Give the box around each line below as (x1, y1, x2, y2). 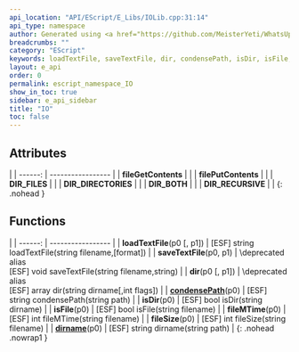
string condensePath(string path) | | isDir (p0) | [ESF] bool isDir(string (9, 294, 263, 305)
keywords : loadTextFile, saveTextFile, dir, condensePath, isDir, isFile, (9, 54, 293, 63)
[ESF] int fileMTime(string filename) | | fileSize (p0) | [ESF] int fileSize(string (9, 313, 287, 323)
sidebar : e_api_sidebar (9, 95, 98, 105)
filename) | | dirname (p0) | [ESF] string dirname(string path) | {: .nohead (9, 323, 275, 333)
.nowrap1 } (9, 332, 48, 343)
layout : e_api (9, 63, 62, 72)
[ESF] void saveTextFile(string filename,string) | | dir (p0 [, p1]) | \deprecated (9, 266, 287, 276)
